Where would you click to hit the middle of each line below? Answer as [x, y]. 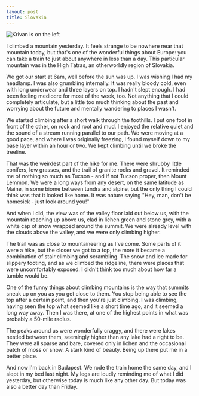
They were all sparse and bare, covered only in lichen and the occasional [96, 343]
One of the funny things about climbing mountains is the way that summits [98, 287]
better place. [22, 356]
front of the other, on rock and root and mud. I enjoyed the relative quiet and [100, 126]
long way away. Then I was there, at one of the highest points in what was [97, 312]
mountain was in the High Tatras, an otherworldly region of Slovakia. [90, 65]
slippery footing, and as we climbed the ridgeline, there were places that [95, 263]
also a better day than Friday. [42, 386]
